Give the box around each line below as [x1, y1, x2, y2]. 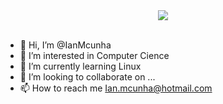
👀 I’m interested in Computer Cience [19, 50, 170, 61]
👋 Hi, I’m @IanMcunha [19, 39, 112, 51]
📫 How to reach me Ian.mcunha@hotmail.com [19, 82, 213, 94]
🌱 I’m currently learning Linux [19, 60, 142, 72]
